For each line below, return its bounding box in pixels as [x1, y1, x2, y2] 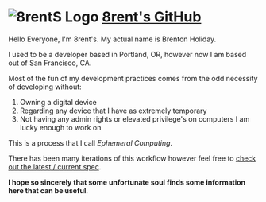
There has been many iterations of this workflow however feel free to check [8, 153, 256, 163]
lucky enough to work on [19, 122, 102, 132]
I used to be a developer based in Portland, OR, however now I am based [8, 49, 247, 59]
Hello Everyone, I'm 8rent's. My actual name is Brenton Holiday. [8, 34, 217, 44]
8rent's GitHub [102, 8, 202, 26]
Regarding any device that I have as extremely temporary [19, 106, 207, 115]
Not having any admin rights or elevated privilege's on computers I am [19, 114, 250, 123]
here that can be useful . [8, 185, 89, 195]
